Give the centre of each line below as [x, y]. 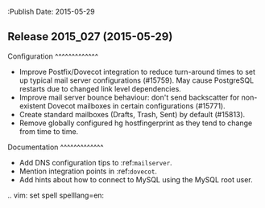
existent [32, 106]
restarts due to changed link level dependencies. [100, 88]
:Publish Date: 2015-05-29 [51, 12]
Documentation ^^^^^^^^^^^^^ [56, 147]
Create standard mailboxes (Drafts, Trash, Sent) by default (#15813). [132, 114]
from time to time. [49, 131]
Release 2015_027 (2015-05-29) [90, 37]
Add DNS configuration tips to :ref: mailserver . [95, 162]
